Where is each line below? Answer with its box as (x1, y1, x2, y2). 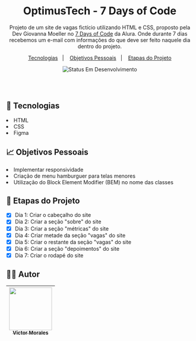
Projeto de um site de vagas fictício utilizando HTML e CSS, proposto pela (9, 24, 191, 31)
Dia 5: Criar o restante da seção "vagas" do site (14, 238, 132, 245)
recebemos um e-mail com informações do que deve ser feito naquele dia (9, 36, 191, 43)
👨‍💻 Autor (6, 269, 40, 280)
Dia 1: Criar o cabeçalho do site (14, 211, 91, 219)
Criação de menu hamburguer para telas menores (14, 172, 135, 179)
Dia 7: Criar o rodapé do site (14, 251, 84, 259)
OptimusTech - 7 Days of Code (23, 4, 177, 18)
